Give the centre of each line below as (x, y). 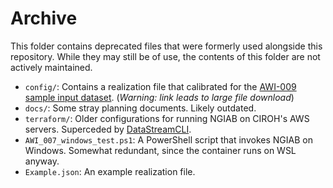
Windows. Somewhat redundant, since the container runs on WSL (160, 150)
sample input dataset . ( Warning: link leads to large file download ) (159, 97)
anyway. (42, 161)
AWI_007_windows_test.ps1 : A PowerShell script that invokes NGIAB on (168, 139)
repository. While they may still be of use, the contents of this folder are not (165, 56)
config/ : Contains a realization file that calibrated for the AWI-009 (160, 86)
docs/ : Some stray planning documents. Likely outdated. (140, 108)
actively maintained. (51, 67)
